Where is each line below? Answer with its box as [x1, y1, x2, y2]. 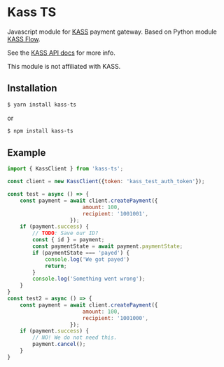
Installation [7, 82, 57, 95]
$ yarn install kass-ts [7, 101, 77, 108]
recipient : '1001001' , [82, 210, 149, 218]
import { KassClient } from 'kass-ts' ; [7, 166, 124, 173]
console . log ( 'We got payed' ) [44, 255, 130, 263]
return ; [44, 262, 68, 269]
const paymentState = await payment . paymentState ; [32, 243, 183, 250]
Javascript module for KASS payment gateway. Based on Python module [7, 27, 217, 36]
